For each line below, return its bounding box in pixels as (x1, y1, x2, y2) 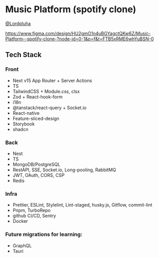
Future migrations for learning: (5, 231, 83, 238)
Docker (12, 218, 28, 224)
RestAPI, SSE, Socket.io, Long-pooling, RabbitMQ (12, 167, 116, 173)
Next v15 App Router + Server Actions (12, 78, 92, 84)
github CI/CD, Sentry (12, 213, 56, 219)
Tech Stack (5, 50, 42, 59)
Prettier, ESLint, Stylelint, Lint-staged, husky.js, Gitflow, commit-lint (12, 202, 152, 208)
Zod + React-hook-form (12, 93, 62, 100)
